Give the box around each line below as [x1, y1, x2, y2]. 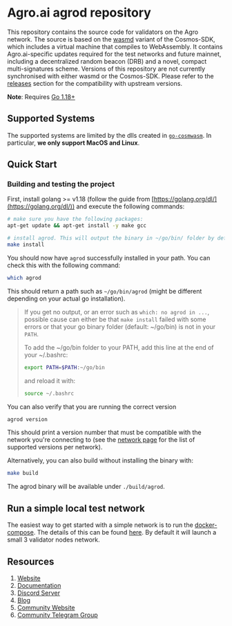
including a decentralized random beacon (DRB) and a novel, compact [7, 57, 207, 65]
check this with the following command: [7, 261, 121, 269]
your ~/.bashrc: [23, 350, 68, 359]
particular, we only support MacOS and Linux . [7, 138, 140, 147]
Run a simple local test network [7, 502, 145, 514]
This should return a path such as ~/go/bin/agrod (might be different [7, 287, 202, 295]
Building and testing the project [7, 179, 115, 189]
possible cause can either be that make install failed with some [23, 315, 206, 323]
